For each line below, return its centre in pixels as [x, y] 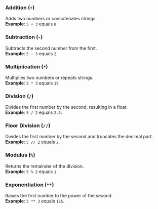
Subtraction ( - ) [24, 37]
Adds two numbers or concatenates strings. [51, 19]
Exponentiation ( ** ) [30, 185]
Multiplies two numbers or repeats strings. [49, 77]
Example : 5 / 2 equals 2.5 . [34, 112]
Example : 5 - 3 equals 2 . [31, 53]
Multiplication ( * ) [27, 66]
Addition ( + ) [20, 8]
